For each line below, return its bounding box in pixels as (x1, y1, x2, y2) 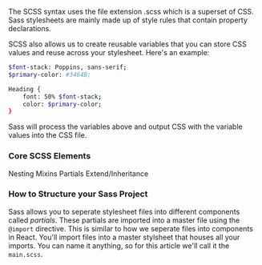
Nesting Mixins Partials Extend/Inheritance (8, 168, 149, 179)
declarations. (8, 24, 52, 33)
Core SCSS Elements (8, 151, 91, 162)
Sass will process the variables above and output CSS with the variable (8, 122, 243, 131)
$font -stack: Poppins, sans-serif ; (8, 63, 127, 71)
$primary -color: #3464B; (8, 70, 91, 78)
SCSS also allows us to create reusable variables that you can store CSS (8, 39, 247, 49)
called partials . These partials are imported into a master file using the (8, 215, 240, 225)
